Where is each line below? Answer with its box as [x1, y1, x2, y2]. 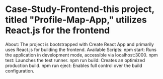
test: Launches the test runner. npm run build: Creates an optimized [5, 57, 145, 63]
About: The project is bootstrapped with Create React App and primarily [5, 41, 154, 47]
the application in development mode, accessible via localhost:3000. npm [5, 51, 158, 58]
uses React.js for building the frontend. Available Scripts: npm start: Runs [5, 46, 157, 52]
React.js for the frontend [5, 25, 110, 36]
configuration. [5, 67, 34, 73]
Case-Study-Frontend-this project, [5, 3, 154, 15]
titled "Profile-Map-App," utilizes [5, 14, 147, 25]
